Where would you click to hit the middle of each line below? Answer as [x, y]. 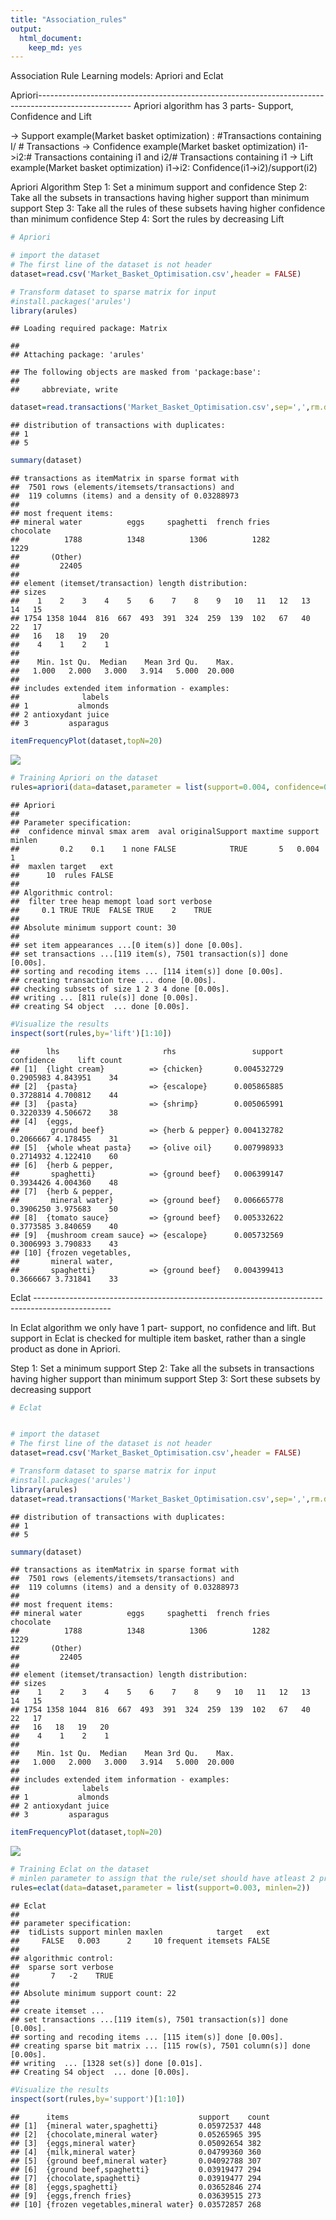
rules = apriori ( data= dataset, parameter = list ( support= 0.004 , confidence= [167, 787]
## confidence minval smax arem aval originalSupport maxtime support [165, 831]
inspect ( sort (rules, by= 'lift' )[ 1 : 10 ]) [91, 1033]
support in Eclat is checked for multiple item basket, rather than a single [158, 1338]
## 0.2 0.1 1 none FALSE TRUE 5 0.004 [165, 849]
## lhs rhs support [147, 1051]
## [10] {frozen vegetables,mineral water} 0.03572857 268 [136, 2204]
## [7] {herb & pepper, [62, 1191]
